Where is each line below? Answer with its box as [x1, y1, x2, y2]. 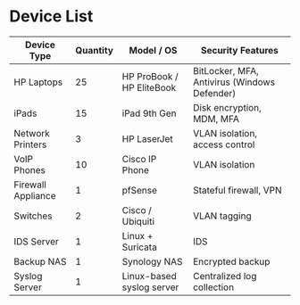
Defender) [193, 87, 237, 99]
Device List [9, 6, 94, 27]
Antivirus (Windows [193, 76, 275, 88]
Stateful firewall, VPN [193, 184, 283, 196]
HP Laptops [13, 76, 63, 88]
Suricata [121, 241, 158, 253]
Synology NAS [121, 255, 183, 268]
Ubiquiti [121, 215, 154, 227]
